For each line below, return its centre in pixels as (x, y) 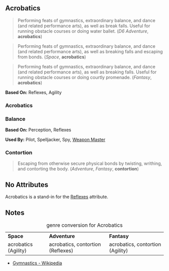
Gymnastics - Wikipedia (37, 263)
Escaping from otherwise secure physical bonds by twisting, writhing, (90, 163)
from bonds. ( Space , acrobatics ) (52, 57)
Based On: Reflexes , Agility (33, 92)
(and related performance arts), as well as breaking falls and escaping (90, 51)
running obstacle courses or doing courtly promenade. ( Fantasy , (84, 77)
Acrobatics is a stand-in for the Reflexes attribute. (57, 197)
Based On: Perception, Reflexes (38, 130)
